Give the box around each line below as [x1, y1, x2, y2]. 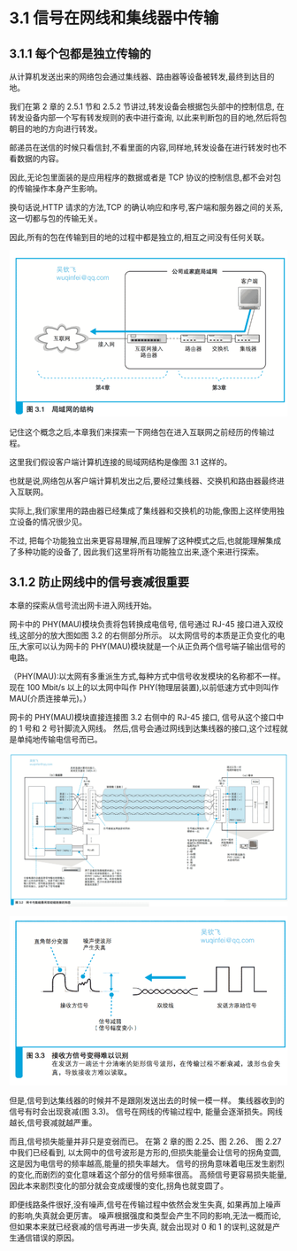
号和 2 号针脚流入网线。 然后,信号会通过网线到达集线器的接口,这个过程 [24, 723, 280, 734]
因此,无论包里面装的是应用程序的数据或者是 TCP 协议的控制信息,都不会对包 [9, 172, 281, 183]
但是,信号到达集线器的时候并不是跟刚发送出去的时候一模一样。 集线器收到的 [9, 1095, 285, 1106]
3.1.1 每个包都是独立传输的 [9, 46, 152, 61]
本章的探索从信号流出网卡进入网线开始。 [9, 600, 156, 610]
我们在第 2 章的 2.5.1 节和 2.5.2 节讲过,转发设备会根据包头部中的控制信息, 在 [9, 101, 285, 112]
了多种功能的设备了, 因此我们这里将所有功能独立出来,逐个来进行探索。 [9, 546, 264, 556]
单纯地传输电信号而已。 [16, 734, 103, 744]
